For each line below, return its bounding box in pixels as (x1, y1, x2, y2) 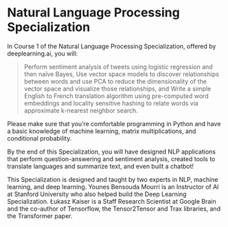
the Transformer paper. (7, 211, 73, 220)
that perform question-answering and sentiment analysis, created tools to (7, 154, 216, 163)
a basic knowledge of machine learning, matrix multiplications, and (7, 127, 196, 135)
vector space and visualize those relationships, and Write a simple (23, 84, 212, 93)
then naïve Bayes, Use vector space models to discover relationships (23, 70, 220, 78)
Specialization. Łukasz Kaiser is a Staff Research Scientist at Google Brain (7, 197, 216, 205)
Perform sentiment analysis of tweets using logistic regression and (23, 62, 213, 71)
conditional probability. (7, 134, 72, 142)
